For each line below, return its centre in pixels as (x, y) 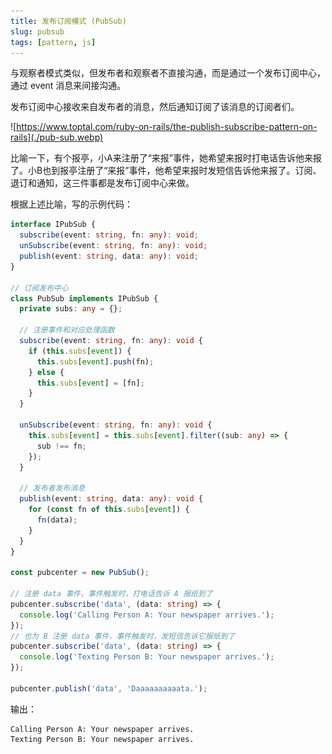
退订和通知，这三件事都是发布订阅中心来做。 (102, 183)
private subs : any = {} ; (71, 309)
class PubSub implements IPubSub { (84, 298)
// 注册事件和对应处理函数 (67, 330)
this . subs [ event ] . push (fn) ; (95, 361)
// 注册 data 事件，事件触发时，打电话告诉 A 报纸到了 (111, 594)
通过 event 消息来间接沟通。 (68, 86)
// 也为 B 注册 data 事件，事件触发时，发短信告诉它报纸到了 (123, 636)
